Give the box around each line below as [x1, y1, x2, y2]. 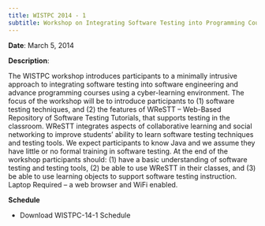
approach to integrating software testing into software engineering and [8, 80, 239, 89]
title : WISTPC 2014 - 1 [8, 11, 87, 20]
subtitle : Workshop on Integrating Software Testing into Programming [8, 19, 245, 27]
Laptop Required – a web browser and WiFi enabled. [8, 180, 178, 189]
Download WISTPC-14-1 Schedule [19, 210, 131, 220]
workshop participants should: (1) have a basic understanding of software [8, 154, 248, 164]
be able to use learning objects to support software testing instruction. [8, 171, 237, 181]
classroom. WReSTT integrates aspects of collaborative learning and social [8, 121, 252, 131]
